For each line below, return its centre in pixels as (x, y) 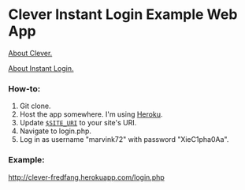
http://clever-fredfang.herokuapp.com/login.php (87, 177)
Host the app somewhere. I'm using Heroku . (91, 114)
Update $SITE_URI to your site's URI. (78, 123)
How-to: (24, 88)
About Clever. (30, 53)
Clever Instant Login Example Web (123, 15)
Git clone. (35, 106)
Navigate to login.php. (56, 131)
